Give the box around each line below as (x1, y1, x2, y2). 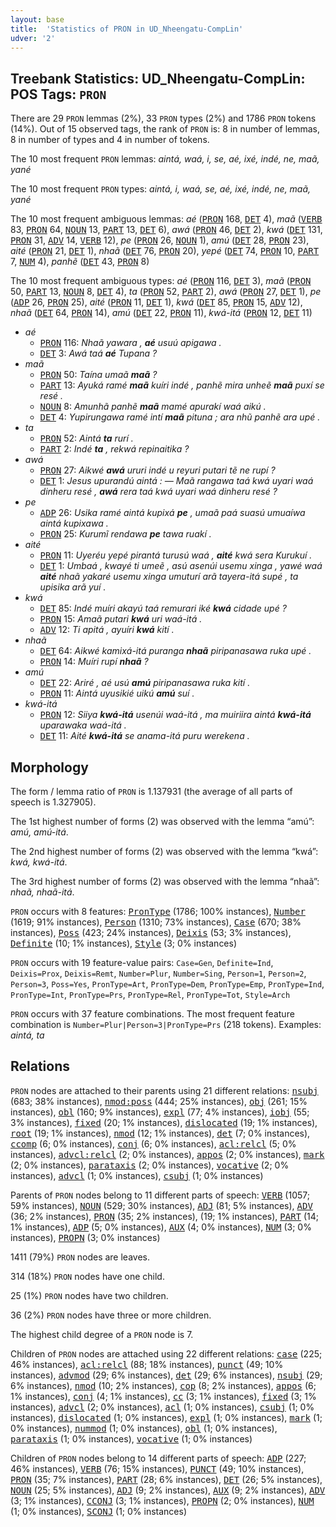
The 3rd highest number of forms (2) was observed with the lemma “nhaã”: (10, 876, 320, 887)
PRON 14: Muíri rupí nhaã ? (39, 656, 149, 668)
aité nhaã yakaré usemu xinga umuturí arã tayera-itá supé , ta (39, 571, 299, 583)
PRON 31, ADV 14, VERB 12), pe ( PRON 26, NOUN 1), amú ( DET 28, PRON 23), (10, 234, 310, 246)
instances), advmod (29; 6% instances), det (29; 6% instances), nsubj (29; (10, 1369, 323, 1381)
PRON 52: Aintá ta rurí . (39, 432, 134, 445)
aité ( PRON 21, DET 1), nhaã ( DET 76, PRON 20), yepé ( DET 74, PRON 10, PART (10, 245, 320, 257)
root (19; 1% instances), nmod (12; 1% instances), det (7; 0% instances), (10, 1127, 311, 1139)
